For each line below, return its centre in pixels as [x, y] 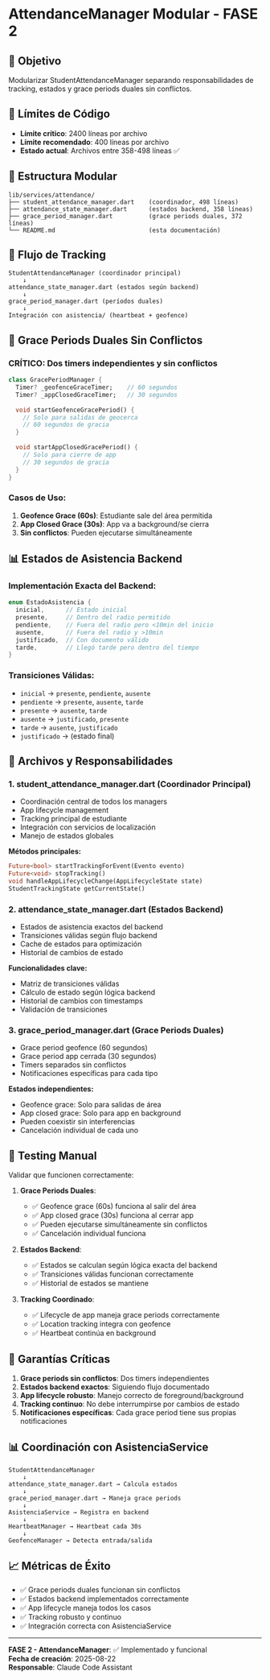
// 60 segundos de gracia [66, 425]
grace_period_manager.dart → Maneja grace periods [95, 1498]
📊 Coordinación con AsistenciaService [108, 1448]
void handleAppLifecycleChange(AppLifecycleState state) [106, 881]
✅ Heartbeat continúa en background [94, 1333]
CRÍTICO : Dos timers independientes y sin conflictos [113, 363]
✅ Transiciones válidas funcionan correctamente [113, 1274]
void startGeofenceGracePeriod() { [75, 410]
